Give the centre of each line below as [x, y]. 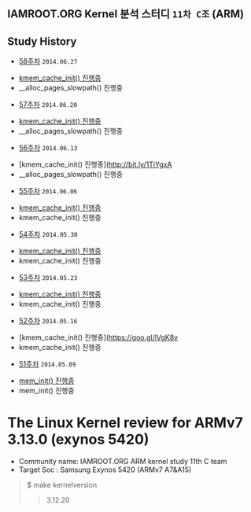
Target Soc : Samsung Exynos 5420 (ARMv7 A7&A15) [105, 470]
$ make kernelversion [62, 485]
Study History [42, 41]
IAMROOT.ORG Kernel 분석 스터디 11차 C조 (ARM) [126, 14]
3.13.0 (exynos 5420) [78, 440]
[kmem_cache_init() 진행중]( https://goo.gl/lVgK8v [98, 337]
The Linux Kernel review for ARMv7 [125, 423]
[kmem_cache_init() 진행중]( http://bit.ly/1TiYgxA [95, 164]
